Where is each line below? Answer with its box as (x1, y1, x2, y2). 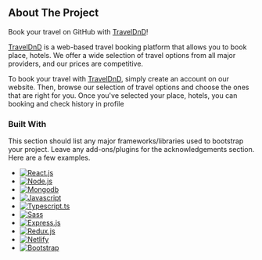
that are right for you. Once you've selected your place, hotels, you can (8, 90, 238, 100)
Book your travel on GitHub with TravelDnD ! (8, 27, 149, 36)
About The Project (8, 6, 99, 20)
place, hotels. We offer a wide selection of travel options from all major (8, 50, 236, 60)
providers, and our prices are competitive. (8, 59, 143, 68)
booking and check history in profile (8, 99, 124, 108)
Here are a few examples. (8, 153, 91, 163)
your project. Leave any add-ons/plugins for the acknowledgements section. (8, 145, 255, 154)
